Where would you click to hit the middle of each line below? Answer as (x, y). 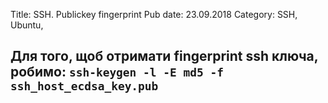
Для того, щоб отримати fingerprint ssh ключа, (164, 56)
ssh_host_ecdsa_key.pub (84, 86)
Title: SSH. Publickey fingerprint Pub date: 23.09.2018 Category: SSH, (154, 14)
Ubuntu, (27, 25)
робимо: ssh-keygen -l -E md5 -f (117, 72)
